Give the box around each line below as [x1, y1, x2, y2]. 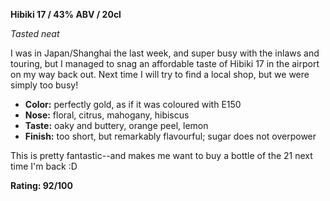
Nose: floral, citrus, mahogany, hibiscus [24, 109, 190, 121]
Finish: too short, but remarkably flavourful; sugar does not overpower [24, 130, 317, 142]
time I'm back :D [10, 160, 78, 172]
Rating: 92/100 [10, 180, 73, 191]
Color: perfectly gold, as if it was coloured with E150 [24, 99, 242, 110]
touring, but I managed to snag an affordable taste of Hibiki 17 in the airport [10, 58, 320, 69]
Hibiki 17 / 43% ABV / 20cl [10, 9, 122, 20]
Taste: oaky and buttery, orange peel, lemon [24, 120, 209, 131]
